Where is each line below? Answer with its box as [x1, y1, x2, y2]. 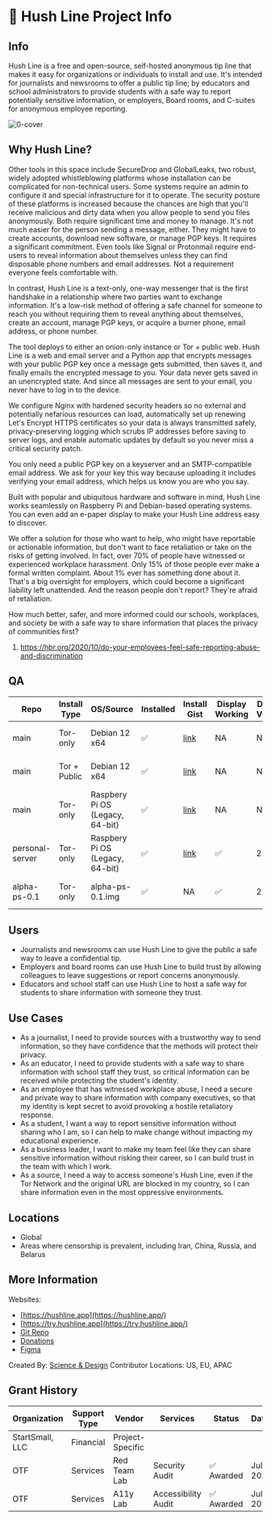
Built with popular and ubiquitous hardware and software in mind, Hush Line [8, 492, 261, 502]
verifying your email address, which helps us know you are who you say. [8, 476, 250, 486]
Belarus [19, 1250, 46, 1260]
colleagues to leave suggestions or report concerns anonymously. [19, 971, 240, 980]
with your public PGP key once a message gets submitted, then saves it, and [8, 359, 263, 369]
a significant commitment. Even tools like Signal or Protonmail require [8, 242, 239, 252]
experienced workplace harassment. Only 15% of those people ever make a [8, 559, 260, 569]
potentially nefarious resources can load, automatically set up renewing [8, 409, 246, 419]
